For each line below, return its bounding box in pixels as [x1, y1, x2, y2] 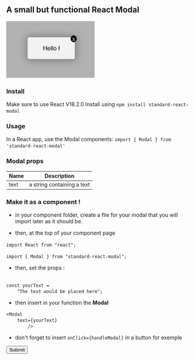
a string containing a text [29, 181, 90, 188]
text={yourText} [17, 317, 58, 323]
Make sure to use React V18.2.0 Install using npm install [6, 101, 146, 108]
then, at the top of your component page [14, 229, 116, 236]
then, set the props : [14, 264, 65, 272]
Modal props [6, 157, 44, 166]
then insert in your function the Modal [14, 299, 109, 307]
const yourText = [6, 283, 50, 289]
